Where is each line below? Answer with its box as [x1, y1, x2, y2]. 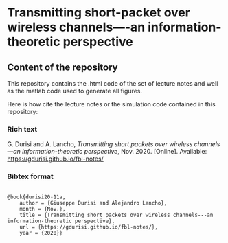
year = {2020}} [19, 229, 63, 236]
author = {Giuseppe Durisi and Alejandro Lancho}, [19, 199, 168, 207]
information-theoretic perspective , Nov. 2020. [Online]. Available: [21, 148, 207, 156]
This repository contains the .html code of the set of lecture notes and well [7, 80, 218, 87]
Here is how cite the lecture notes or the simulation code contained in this [7, 100, 216, 108]
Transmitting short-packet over [7, 5, 191, 21]
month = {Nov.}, [19, 205, 67, 212]
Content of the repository [7, 61, 118, 73]
